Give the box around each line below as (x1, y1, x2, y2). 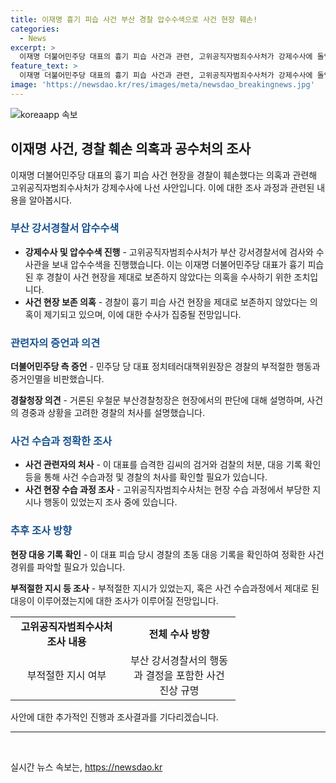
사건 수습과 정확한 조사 (10, 434, 113, 448)
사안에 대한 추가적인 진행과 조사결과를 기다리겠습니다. (10, 711, 219, 723)
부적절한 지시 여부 (26, 668, 107, 682)
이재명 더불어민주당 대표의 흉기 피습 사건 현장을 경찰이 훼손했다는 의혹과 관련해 (10, 169, 318, 181)
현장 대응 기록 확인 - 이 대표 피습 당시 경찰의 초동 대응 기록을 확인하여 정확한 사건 (10, 548, 325, 560)
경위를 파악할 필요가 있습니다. (10, 561, 126, 573)
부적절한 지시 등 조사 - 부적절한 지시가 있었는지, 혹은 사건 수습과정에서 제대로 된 (10, 582, 320, 594)
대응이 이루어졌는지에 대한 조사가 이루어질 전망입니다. (10, 594, 219, 606)
